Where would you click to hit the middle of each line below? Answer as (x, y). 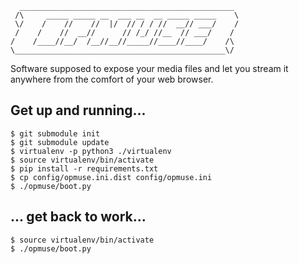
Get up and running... (78, 110)
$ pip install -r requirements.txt (84, 168)
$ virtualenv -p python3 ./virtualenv (91, 151)
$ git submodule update (60, 142)
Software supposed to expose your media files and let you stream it (149, 68)
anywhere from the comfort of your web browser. (112, 79)
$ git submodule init (55, 133)
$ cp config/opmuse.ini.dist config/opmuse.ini (111, 177)
